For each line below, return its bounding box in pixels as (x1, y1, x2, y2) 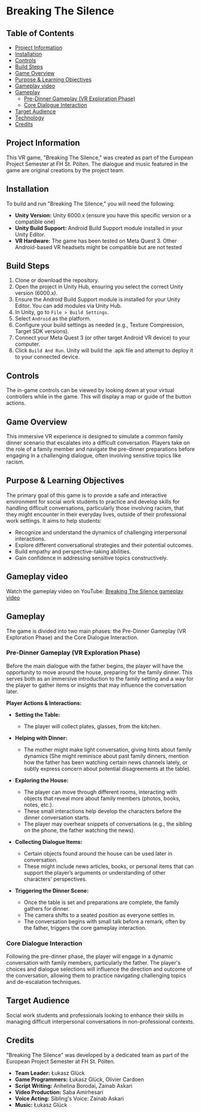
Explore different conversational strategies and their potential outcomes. (14, 541, 193, 549)
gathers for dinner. (23, 905, 70, 912)
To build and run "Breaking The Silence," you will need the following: (6, 200, 175, 207)
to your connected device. (14, 353, 80, 361)
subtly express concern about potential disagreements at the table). (23, 765, 191, 772)
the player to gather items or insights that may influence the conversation (6, 681, 187, 689)
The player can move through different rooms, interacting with (23, 788, 178, 795)
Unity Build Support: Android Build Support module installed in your (14, 224, 183, 232)
